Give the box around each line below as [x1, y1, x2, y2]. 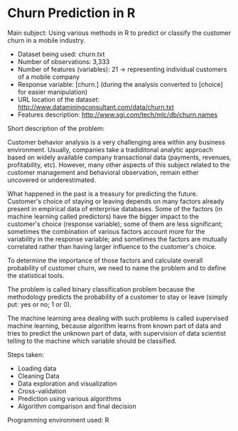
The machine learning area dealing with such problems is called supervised [7, 314, 229, 322]
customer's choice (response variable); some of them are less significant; [7, 219, 223, 228]
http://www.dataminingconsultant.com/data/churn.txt [17, 102, 174, 111]
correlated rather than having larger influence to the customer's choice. [7, 242, 217, 250]
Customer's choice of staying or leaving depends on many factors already [7, 197, 225, 206]
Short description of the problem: [7, 124, 105, 132]
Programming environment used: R [7, 415, 109, 424]
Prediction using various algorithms [17, 394, 122, 403]
